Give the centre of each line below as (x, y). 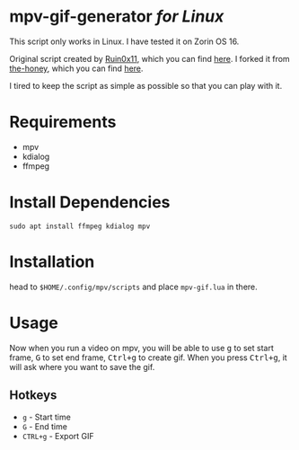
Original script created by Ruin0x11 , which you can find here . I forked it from (149, 58)
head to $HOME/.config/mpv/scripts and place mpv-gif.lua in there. (133, 287)
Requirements (63, 122)
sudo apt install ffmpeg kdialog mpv (80, 226)
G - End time (44, 426)
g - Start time (47, 417)
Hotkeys (33, 396)
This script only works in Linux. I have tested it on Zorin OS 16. (124, 41)
